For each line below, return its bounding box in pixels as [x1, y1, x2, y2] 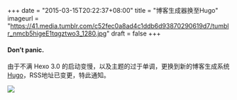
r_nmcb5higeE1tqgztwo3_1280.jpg [7, 29, 107, 38]
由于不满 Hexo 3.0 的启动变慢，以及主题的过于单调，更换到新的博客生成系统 [7, 62, 230, 71]
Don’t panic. [7, 45, 45, 54]
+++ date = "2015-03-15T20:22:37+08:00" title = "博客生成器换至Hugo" [7, 6, 219, 14]
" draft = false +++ [106, 29, 161, 38]
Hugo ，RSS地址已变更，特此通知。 [7, 71, 110, 79]
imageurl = [7, 14, 39, 23]
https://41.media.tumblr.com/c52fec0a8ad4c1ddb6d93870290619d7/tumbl [10, 22, 229, 30]
